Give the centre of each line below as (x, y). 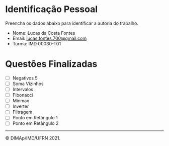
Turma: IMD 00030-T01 (37, 43)
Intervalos (23, 89)
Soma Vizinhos (28, 84)
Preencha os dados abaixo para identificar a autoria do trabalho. (72, 23)
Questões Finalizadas (51, 64)
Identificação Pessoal (52, 9)
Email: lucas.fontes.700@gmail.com (50, 38)
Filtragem (22, 112)
